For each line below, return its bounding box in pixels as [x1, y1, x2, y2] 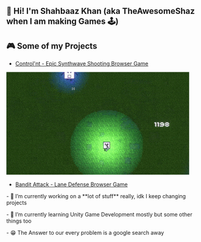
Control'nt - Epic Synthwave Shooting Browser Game [15, 60, 149, 67]
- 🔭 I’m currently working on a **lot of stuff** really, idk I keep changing [6, 193, 186, 200]
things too [6, 217, 32, 225]
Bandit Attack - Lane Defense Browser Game [15, 181, 128, 188]
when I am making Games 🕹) [6, 16, 119, 27]
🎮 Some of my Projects [6, 41, 97, 51]
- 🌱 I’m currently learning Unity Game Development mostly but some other [6, 211, 193, 218]
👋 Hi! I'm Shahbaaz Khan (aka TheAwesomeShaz [6, 6, 195, 16]
